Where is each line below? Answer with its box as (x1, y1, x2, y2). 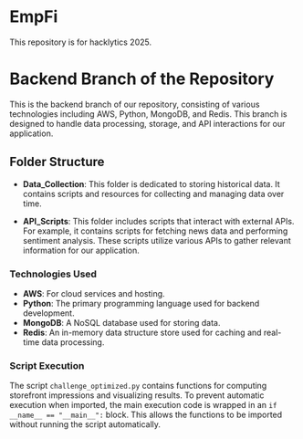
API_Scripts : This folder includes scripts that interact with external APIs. (22, 215, 295, 226)
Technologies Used (9, 267, 98, 280)
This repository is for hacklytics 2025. (9, 37, 152, 47)
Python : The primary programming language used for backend (22, 298, 260, 308)
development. (22, 308, 75, 319)
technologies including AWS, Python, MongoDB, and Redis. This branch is (9, 108, 287, 120)
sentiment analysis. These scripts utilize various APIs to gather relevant (22, 235, 292, 246)
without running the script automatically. (9, 419, 162, 430)
